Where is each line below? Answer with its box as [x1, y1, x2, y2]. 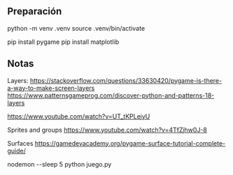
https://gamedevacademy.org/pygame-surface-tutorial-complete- [34, 139, 226, 147]
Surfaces [7, 139, 34, 147]
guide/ [7, 146, 27, 155]
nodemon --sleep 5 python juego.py [7, 160, 112, 168]
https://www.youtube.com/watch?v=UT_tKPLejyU [7, 112, 150, 121]
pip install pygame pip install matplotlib [7, 38, 120, 46]
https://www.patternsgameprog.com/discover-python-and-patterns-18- [7, 91, 215, 100]
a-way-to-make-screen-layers [7, 84, 95, 92]
